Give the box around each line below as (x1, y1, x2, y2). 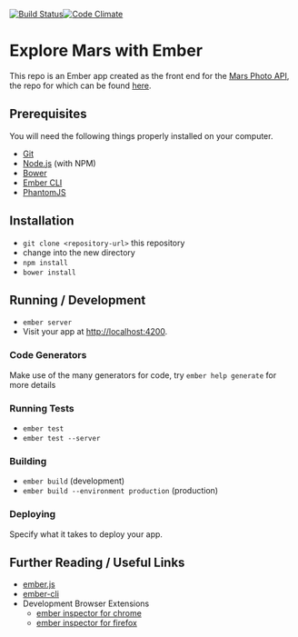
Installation (9, 214, 74, 229)
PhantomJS (22, 186, 66, 197)
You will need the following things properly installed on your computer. (9, 130, 273, 141)
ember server (22, 318, 73, 327)
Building (9, 454, 47, 467)
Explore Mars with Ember (9, 41, 203, 61)
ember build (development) (22, 475, 125, 486)
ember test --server (22, 433, 101, 443)
